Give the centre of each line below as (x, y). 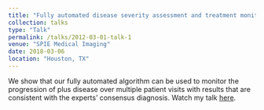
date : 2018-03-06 (37, 51)
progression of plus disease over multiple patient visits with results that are (130, 89)
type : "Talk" (29, 30)
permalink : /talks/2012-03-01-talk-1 (70, 37)
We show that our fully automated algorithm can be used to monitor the (124, 81)
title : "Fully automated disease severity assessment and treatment (123, 15)
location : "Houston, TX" (49, 59)
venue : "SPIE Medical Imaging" (59, 44)
